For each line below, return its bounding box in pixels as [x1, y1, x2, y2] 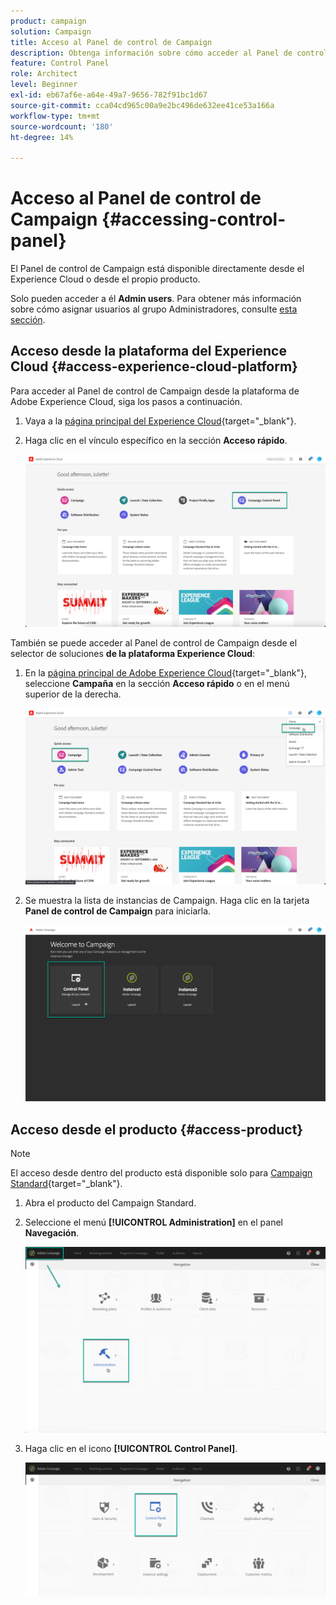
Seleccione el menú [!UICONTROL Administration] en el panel [24, 1216, 283, 1229]
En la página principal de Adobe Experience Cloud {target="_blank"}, [24, 666, 307, 679]
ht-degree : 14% [10, 132, 74, 142]
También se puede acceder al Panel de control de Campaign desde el [10, 636, 298, 649]
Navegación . [24, 1227, 80, 1239]
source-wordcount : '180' [10, 121, 114, 132]
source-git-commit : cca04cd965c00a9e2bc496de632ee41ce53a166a [10, 100, 275, 110]
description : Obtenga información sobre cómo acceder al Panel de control [10, 48, 329, 58]
